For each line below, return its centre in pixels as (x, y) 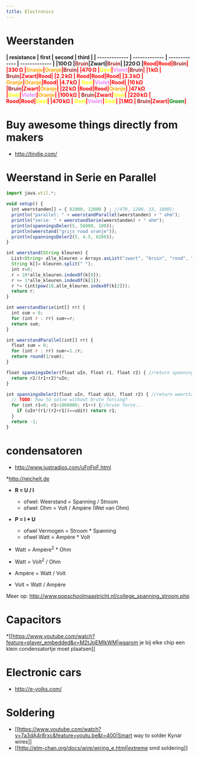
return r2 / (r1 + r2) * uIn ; (40, 378)
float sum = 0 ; (30, 346)
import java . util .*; (32, 193)
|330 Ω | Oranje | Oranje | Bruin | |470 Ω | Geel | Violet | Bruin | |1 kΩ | (84, 70)
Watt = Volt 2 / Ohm (37, 561)
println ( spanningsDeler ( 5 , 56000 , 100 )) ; (63, 226)
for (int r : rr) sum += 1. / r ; (47, 351)
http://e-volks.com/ (38, 689)
